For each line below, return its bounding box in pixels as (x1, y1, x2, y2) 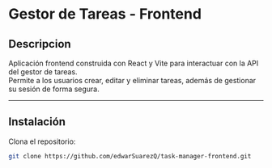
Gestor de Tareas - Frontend (8, 5, 202, 23)
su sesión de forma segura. (8, 84, 100, 94)
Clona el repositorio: (8, 136, 76, 146)
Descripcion (8, 37, 71, 51)
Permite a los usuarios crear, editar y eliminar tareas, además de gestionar (8, 76, 257, 85)
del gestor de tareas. (8, 67, 79, 77)
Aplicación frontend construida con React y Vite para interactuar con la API (8, 58, 259, 68)
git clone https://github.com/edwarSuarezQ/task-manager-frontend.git (8, 152, 252, 160)
